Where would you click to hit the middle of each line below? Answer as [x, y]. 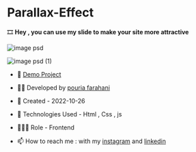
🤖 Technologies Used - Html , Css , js [69, 114]
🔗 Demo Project [39, 74]
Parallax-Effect [51, 13]
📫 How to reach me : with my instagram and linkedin [91, 141]
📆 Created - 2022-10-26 [51, 101]
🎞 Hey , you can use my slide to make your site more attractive [98, 31]
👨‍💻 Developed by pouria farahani [64, 88]
